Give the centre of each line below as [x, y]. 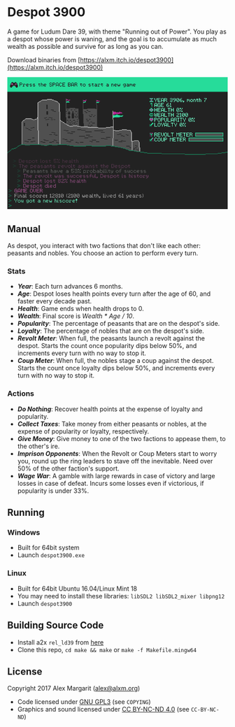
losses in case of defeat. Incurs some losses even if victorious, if [111, 483]
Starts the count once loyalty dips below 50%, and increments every [116, 368]
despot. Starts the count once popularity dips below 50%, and [107, 346]
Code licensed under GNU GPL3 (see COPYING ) [84, 702]
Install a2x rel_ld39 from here [60, 642]
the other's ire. [38, 446]
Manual [24, 229]
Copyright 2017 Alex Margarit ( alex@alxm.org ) [74, 689]
